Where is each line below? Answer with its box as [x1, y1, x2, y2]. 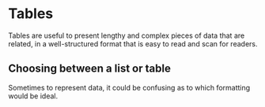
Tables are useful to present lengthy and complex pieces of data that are [8, 31, 245, 40]
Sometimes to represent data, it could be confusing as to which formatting [8, 83, 251, 92]
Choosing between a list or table [8, 62, 172, 76]
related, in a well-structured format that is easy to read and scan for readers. [8, 39, 258, 48]
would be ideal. [8, 91, 58, 101]
